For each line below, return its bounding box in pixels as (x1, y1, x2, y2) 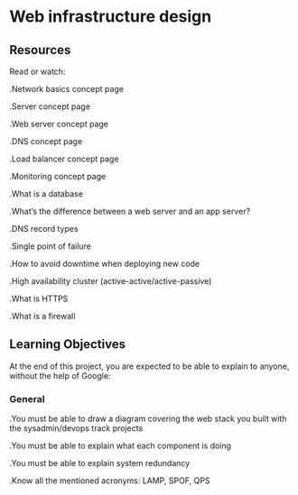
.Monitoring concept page (9, 171, 107, 181)
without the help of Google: (9, 370, 111, 380)
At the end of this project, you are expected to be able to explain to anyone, (9, 361, 290, 371)
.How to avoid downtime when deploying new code (9, 259, 200, 269)
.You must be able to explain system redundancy (9, 458, 191, 469)
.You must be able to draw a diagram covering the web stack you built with (9, 413, 287, 425)
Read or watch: (9, 66, 66, 77)
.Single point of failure (9, 241, 92, 252)
